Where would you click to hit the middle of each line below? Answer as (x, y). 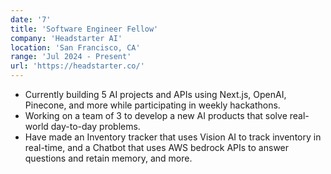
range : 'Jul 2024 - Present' (71, 57)
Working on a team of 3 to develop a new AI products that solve (156, 115)
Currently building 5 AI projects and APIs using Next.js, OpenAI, (155, 94)
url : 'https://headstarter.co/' (77, 66)
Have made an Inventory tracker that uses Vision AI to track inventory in (173, 137)
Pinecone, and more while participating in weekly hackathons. (152, 105)
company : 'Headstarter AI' (66, 38)
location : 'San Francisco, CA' (75, 47)
